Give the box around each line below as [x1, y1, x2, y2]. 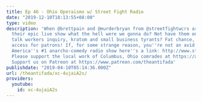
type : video [6, 20, 36, 26]
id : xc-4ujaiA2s [17, 87, 58, 93]
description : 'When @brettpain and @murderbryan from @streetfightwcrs [6, 25, 189, 32]
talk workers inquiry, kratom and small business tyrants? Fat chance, [11, 37, 195, 43]
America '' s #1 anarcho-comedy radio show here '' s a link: [11, 48, 161, 54]
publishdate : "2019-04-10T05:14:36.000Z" [6, 64, 112, 71]
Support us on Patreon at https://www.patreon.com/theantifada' [11, 59, 176, 65]
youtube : [11, 82, 34, 88]
